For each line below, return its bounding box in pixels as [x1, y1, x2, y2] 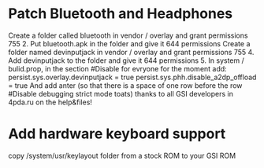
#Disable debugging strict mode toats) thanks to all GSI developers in [8, 89, 234, 98]
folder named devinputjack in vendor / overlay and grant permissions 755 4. [8, 47, 255, 57]
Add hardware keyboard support [8, 125, 226, 143]
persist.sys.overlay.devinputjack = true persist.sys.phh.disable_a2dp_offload [8, 72, 257, 82]
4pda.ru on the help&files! [8, 97, 93, 107]
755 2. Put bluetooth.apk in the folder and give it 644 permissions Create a [8, 38, 251, 48]
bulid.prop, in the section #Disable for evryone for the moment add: [8, 64, 227, 73]
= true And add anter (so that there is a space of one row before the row [8, 80, 243, 90]
